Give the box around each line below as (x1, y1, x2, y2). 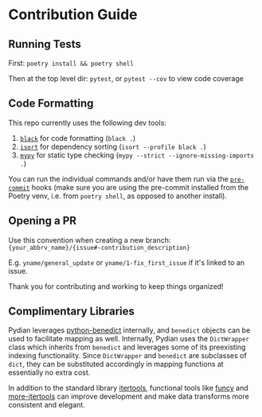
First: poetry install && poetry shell (8, 58, 134, 68)
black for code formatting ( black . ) (19, 133, 136, 142)
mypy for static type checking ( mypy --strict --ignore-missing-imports (19, 150, 255, 160)
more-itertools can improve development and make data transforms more (8, 392, 249, 401)
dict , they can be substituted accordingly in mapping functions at (8, 360, 225, 369)
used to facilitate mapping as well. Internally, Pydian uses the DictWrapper (8, 334, 249, 344)
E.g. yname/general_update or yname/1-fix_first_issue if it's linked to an (8, 257, 245, 267)
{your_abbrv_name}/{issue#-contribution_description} (8, 244, 191, 251)
